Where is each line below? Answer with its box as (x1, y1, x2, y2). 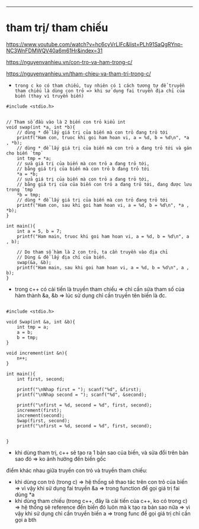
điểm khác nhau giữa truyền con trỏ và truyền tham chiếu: (6, 467, 148, 474)
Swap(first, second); (17, 417, 70, 424)
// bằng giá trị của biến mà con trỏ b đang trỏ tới (17, 166, 150, 172)
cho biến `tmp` (6, 150, 44, 156)
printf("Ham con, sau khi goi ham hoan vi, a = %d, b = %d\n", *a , (17, 202, 190, 208)
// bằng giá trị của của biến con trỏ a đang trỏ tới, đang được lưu (17, 181, 192, 187)
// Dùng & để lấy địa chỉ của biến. (17, 254, 108, 260)
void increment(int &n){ (6, 350, 68, 356)
